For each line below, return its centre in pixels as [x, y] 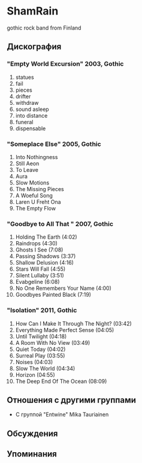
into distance [31, 115]
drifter [23, 96]
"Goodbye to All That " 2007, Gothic [60, 224]
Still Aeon [27, 163]
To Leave [27, 169]
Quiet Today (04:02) [40, 349]
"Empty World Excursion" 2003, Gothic [65, 64]
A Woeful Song [34, 195]
